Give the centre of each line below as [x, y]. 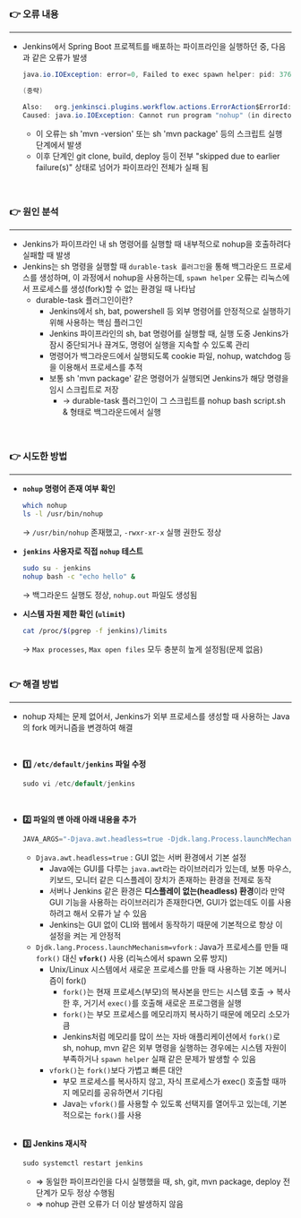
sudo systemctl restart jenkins [82, 1163]
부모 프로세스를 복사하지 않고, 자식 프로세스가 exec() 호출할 [166, 1081]
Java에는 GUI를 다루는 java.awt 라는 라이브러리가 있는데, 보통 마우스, [170, 868]
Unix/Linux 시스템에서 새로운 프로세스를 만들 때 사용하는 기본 [156, 969]
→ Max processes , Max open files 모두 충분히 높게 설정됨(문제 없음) [142, 649]
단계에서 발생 [59, 144]
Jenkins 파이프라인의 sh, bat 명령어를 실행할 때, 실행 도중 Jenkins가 [169, 334]
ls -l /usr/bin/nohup [63, 514]
